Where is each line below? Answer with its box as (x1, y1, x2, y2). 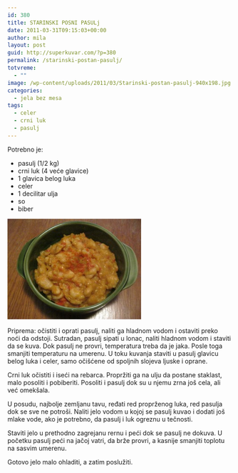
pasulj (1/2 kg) (17, 159, 60, 167)
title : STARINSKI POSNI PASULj (7, 19, 100, 26)
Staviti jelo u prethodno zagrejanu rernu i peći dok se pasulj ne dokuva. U (7, 429, 223, 437)
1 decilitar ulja (17, 189, 58, 198)
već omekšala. (7, 386, 50, 394)
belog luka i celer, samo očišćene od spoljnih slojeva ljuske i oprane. (7, 357, 208, 365)
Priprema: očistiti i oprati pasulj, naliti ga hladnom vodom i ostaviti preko (7, 326, 219, 335)
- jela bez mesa (14, 94, 62, 101)
